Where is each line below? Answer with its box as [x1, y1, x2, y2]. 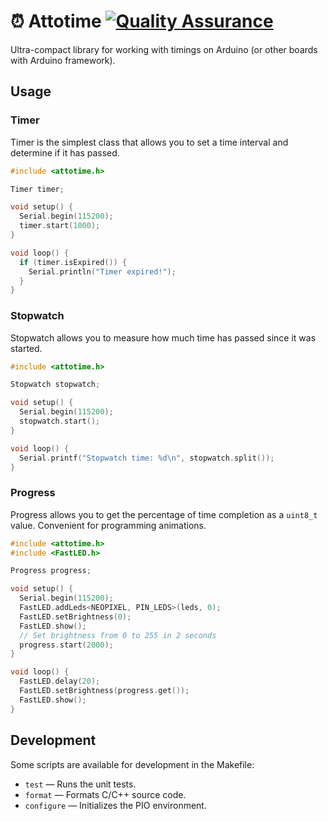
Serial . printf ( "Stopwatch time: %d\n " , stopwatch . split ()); [19, 453, 275, 463]
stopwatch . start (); [19, 416, 101, 427]
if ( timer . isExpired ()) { [19, 257, 128, 267]
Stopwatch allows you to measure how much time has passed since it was [10, 331, 317, 344]
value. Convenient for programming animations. [10, 519, 207, 531]
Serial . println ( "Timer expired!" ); [28, 266, 177, 277]
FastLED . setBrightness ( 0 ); [19, 611, 132, 622]
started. [10, 342, 43, 354]
